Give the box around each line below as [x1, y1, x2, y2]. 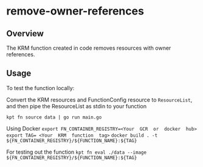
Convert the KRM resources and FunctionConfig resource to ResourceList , [6, 96, 193, 103]
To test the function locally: [6, 84, 75, 91]
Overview [6, 28, 44, 39]
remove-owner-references [6, 4, 145, 18]
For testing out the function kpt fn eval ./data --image [6, 148, 147, 156]
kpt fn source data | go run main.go [6, 114, 102, 120]
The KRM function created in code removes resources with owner [6, 44, 171, 51]
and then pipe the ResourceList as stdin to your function [6, 102, 147, 110]
